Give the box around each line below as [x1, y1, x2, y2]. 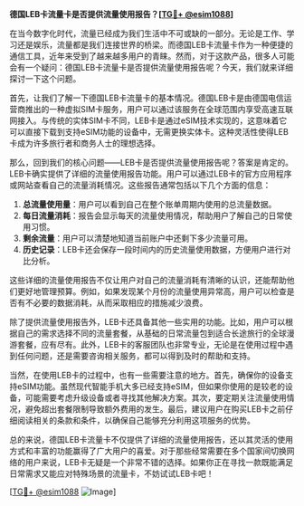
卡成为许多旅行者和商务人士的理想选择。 [9, 138, 160, 148]
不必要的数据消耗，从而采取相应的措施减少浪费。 [24, 298, 208, 308]
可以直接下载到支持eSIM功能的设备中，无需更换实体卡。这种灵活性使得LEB [9, 127, 290, 137]
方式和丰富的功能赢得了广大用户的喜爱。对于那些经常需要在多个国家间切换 [9, 445, 287, 456]
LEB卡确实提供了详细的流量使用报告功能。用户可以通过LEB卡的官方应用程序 [9, 168, 292, 179]
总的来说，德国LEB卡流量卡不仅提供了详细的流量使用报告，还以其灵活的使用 [9, 434, 294, 444]
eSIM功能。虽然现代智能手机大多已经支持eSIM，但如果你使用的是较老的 [16, 381, 286, 392]
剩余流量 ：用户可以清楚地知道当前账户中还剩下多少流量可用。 [22, 233, 253, 243]
